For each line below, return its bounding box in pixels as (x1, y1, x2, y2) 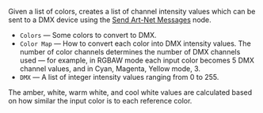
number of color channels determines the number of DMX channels (19, 47, 241, 56)
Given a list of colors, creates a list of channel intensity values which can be (8, 7, 256, 16)
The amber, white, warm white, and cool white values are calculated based (8, 88, 253, 97)
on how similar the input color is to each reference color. (8, 96, 192, 105)
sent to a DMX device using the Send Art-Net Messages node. (8, 15, 212, 24)
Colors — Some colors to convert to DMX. (19, 31, 157, 40)
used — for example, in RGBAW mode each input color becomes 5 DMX (19, 55, 255, 65)
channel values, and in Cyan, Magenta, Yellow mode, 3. (19, 64, 200, 73)
